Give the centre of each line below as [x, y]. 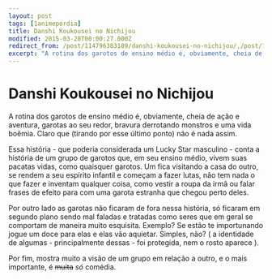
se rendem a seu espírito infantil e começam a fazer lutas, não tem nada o [132, 174]
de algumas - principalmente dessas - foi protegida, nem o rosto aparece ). [134, 242]
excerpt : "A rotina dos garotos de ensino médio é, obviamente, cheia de [136, 54]
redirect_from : [34, 46]
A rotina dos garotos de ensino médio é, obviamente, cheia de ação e [124, 116]
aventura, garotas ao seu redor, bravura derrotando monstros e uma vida [130, 125]
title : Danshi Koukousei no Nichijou [72, 31]
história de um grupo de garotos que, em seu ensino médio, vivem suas [128, 157]
